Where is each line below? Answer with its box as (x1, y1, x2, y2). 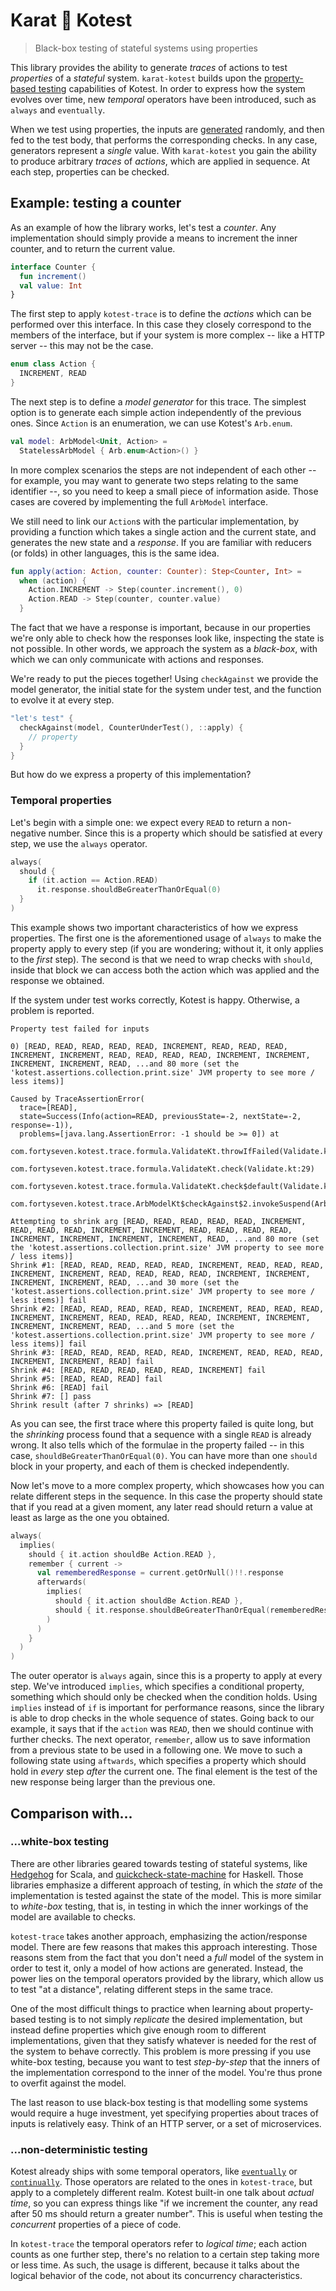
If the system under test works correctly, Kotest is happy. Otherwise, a (10, 994, 300, 1006)
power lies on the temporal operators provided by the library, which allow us (10, 1972, 324, 1984)
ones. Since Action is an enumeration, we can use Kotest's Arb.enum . (10, 417, 293, 429)
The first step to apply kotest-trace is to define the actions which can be (10, 308, 312, 320)
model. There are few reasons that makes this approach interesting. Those (10, 1940, 318, 1953)
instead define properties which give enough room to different (10, 2024, 267, 2036)
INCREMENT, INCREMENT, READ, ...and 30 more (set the (10, 1277, 240, 1288)
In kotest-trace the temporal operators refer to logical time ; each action (10, 2238, 307, 2250)
